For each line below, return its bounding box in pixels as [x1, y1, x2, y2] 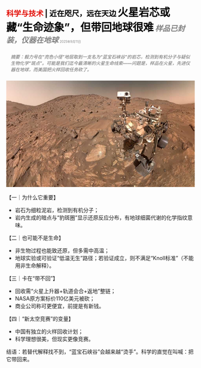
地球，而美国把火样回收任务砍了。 [20, 67, 92, 73]
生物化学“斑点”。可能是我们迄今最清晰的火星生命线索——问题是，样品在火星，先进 [11, 60, 186, 67]
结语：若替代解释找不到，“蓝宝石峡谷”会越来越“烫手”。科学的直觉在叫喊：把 [6, 348, 194, 355]
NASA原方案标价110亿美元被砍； [14, 295, 95, 302]
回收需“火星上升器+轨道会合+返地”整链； [14, 287, 116, 294]
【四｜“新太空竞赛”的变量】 [6, 315, 74, 322]
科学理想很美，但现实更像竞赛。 [14, 335, 94, 342]
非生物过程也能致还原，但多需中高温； [14, 247, 109, 254]
